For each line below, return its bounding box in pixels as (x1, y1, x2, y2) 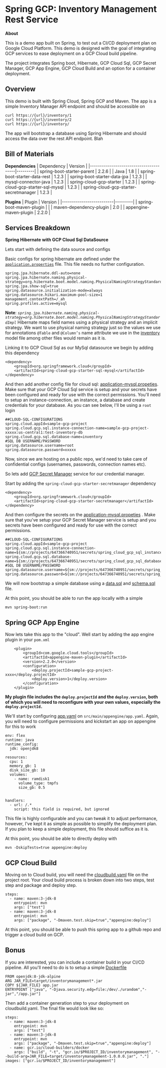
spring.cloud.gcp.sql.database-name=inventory (5, 435, 103, 439)
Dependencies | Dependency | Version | (5, 163, 87, 169)
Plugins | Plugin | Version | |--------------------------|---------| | (5, 199, 137, 205)
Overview (5, 85, 36, 94)
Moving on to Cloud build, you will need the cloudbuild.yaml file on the (5, 872, 148, 877)
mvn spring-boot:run (5, 605, 48, 610)
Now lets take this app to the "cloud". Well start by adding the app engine (5, 631, 154, 637)
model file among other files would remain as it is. (5, 335, 106, 341)
